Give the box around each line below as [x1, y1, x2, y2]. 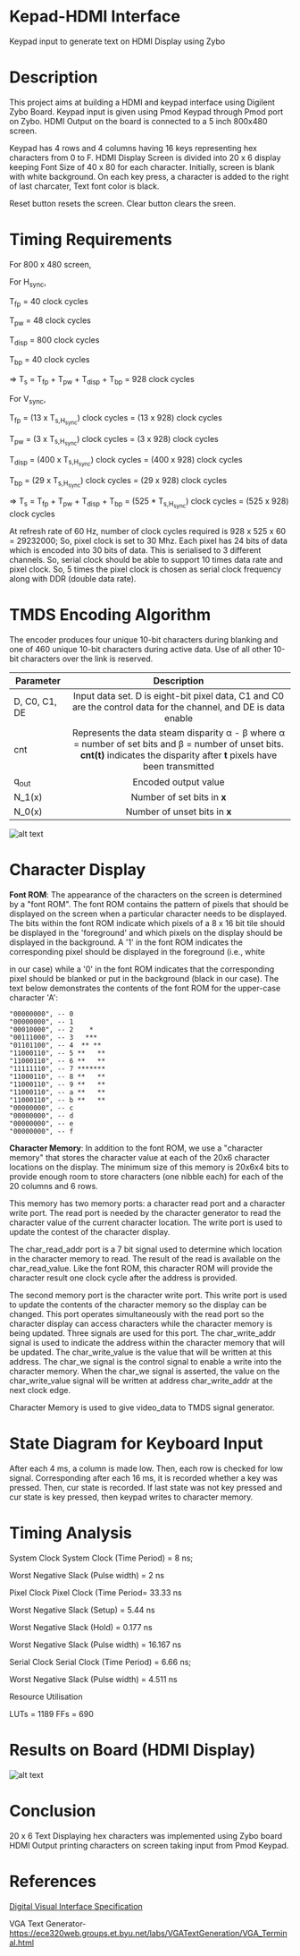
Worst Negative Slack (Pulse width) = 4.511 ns [9, 1673, 178, 1684]
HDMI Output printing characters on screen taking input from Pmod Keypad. [9, 1840, 289, 1850]
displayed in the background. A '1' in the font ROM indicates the [9, 937, 243, 948]
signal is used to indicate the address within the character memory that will [9, 1338, 286, 1348]
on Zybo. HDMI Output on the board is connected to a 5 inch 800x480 [9, 115, 268, 126]
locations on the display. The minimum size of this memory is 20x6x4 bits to [9, 1161, 289, 1173]
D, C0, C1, [13, 695, 58, 708]
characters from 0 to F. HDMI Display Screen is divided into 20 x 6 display [9, 152, 281, 163]
